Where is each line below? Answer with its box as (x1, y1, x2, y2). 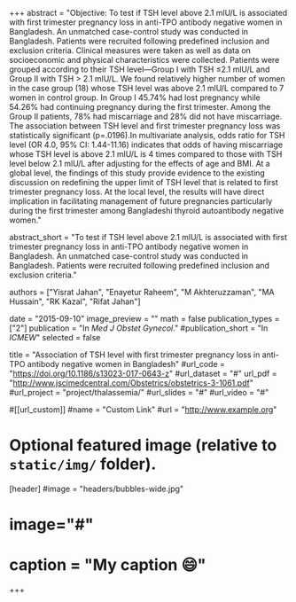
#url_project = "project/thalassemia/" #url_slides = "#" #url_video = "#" (9, 387, 269, 397)
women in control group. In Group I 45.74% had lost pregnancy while (9, 92, 261, 103)
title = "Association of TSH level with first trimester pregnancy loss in (9, 349, 261, 360)
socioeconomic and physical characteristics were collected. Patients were (9, 55, 280, 65)
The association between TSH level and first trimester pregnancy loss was (9, 121, 281, 131)
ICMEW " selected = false (9, 332, 101, 342)
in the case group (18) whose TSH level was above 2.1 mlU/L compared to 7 (9, 83, 284, 93)
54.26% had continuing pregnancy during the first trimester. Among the (9, 102, 271, 112)
